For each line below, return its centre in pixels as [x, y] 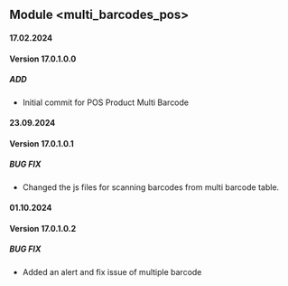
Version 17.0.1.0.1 [42, 143]
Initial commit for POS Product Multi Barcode [106, 102]
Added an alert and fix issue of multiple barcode [112, 272]
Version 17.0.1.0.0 [43, 59]
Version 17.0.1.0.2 [43, 228]
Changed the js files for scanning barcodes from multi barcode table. [151, 187]
